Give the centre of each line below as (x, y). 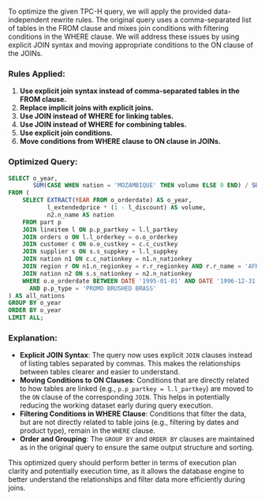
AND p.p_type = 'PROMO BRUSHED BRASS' (93, 288)
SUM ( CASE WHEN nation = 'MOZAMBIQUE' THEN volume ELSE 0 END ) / (140, 186)
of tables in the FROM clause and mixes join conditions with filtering (118, 28)
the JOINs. (26, 53)
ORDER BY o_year (35, 310)
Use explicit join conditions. (66, 133)
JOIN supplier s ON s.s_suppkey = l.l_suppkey (100, 252)
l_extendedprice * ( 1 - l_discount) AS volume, (127, 208)
